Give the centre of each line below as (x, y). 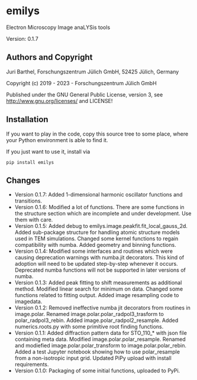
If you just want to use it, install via (48, 152)
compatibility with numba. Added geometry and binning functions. (95, 245)
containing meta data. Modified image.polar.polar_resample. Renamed (100, 339)
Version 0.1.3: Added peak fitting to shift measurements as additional (98, 283)
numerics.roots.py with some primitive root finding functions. (89, 327)
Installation (27, 120)
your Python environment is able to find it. (57, 140)
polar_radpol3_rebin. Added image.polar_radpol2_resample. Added (96, 320)
